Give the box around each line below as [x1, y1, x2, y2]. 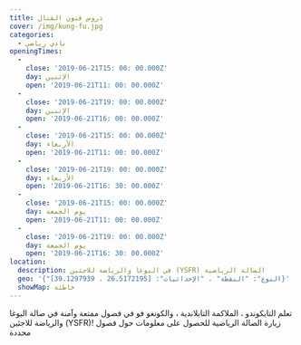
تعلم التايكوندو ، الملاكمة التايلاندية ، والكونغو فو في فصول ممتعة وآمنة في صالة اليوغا [9, 307, 293, 318]
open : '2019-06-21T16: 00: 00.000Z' [25, 114, 165, 123]
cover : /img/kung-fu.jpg [9, 22, 103, 31]
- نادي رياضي [17, 38, 67, 48]
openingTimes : [9, 47, 63, 56]
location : [9, 257, 47, 267]
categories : [9, 30, 54, 39]
